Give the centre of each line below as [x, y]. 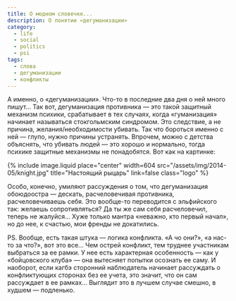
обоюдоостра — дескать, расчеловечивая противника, [91, 194]
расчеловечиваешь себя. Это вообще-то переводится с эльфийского [112, 202]
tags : [15, 60]
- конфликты [31, 79]
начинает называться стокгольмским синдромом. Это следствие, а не [114, 122]
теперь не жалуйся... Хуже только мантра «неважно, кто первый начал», [118, 216]
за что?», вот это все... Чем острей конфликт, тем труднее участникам [122, 245]
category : [22, 27]
